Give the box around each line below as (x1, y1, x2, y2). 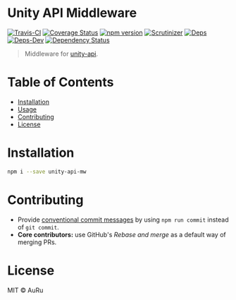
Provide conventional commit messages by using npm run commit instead (17, 215, 229, 224)
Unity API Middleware (7, 5, 137, 21)
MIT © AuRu (7, 286, 44, 294)
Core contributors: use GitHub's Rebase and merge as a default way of (17, 230, 227, 239)
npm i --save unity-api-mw (7, 168, 87, 175)
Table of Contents (7, 74, 114, 90)
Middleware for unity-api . (24, 49, 99, 58)
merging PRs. (17, 238, 57, 246)
